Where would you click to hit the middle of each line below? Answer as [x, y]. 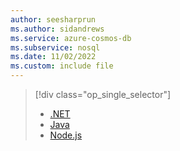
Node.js [66, 135]
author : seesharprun [53, 19]
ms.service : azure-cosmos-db [71, 38]
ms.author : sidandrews [57, 29]
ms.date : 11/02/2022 [53, 57]
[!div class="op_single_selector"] [103, 94]
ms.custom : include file [62, 66]
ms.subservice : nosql [55, 47]
